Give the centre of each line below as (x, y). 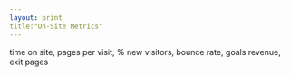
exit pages (29, 62)
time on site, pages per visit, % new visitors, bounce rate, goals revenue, (145, 52)
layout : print (36, 18)
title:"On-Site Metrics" (56, 26)
